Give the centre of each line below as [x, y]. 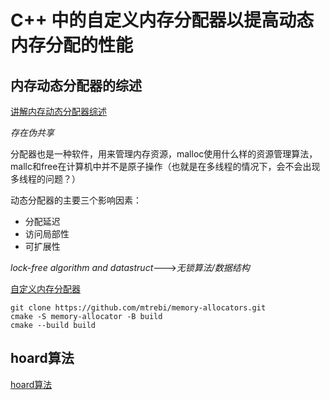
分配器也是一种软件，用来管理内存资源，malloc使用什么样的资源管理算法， [164, 154]
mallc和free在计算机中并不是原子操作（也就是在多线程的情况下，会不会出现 [165, 166]
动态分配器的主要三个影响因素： [76, 200]
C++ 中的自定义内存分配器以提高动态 [162, 20]
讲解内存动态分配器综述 [58, 111]
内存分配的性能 [72, 45]
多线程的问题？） [45, 179]
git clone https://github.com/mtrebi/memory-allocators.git [138, 308]
